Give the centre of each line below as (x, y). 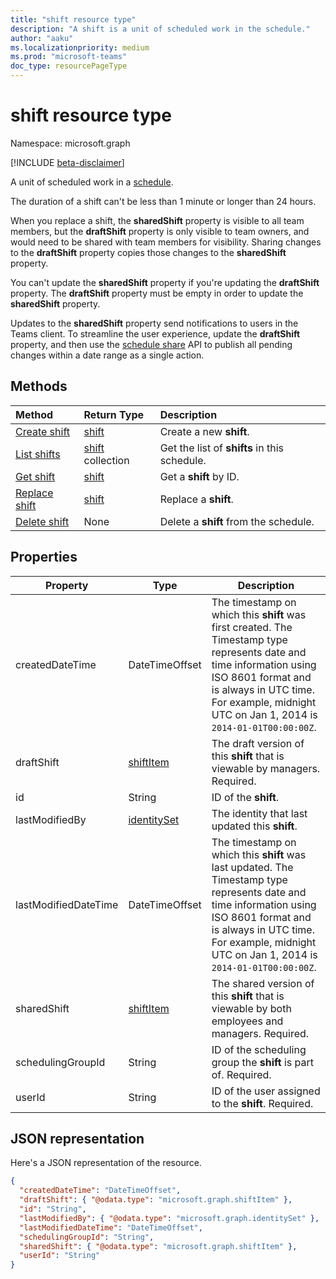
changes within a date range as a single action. (107, 355)
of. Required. (241, 1074)
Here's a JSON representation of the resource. (106, 1163)
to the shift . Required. (262, 1103)
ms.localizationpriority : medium (80, 47)
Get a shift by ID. (199, 476)
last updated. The (252, 867)
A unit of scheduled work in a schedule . (92, 182)
